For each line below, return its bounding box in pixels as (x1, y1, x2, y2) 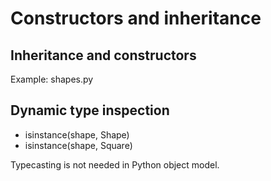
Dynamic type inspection (10, 102, 170, 119)
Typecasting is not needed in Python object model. (10, 158, 220, 171)
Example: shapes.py (10, 73, 94, 85)
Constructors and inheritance (10, 7, 262, 30)
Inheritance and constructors (10, 47, 197, 64)
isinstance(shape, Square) (24, 139, 133, 151)
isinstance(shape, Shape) (24, 128, 130, 141)
